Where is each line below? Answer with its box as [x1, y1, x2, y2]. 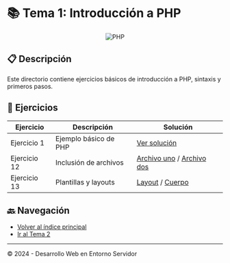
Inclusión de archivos [55, 158, 125, 167]
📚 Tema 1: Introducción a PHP [7, 5, 181, 21]
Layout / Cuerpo [136, 177, 189, 186]
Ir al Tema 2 [16, 230, 51, 238]
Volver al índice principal [16, 223, 87, 231]
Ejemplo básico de [55, 134, 115, 143]
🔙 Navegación [7, 204, 70, 216]
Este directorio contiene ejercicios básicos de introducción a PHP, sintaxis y [7, 74, 221, 83]
